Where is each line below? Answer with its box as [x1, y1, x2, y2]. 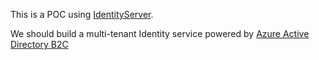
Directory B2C [10, 39, 69, 50]
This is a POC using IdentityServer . [10, 9, 154, 20]
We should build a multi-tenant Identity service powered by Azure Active [10, 28, 310, 39]
